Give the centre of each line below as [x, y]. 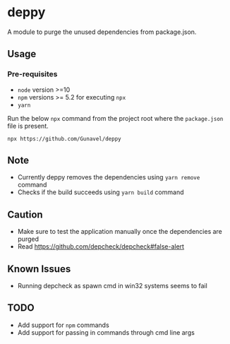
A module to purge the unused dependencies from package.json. [102, 32]
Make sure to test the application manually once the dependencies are [120, 232]
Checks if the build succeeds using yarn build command [101, 192]
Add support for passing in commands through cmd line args [106, 332]
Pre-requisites [32, 74]
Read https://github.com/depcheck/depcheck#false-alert [101, 247]
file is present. [28, 126]
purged [28, 239]
